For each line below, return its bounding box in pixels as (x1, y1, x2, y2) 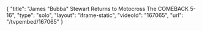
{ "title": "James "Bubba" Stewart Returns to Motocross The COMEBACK (6, 5, 189, 12)
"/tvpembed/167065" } (6, 18, 63, 25)
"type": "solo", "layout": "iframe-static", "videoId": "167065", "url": (17, 12, 184, 19)
